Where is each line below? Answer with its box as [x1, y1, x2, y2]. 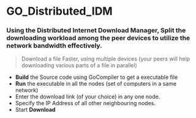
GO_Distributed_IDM [6, 4, 113, 18]
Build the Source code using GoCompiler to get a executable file [15, 73, 178, 81]
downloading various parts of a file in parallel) [21, 62, 138, 69]
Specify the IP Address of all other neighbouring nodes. [15, 100, 156, 107]
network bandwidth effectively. [6, 42, 102, 50]
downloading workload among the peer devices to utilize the [6, 34, 190, 42]
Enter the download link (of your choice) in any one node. [15, 93, 160, 100]
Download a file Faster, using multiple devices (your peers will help [21, 55, 190, 62]
